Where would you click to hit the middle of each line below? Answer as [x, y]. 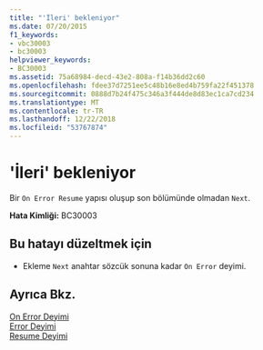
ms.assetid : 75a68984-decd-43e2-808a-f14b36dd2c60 [107, 77]
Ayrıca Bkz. [43, 295]
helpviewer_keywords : [51, 60]
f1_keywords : [34, 35]
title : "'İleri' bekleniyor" [65, 18]
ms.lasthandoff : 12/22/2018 [63, 119]
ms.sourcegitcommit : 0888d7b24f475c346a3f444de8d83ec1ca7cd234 [132, 94]
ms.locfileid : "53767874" [58, 128]
